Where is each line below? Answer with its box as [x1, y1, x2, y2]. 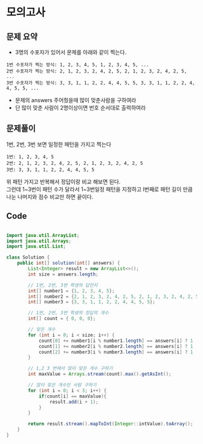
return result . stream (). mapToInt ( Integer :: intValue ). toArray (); [28, 421, 193, 427]
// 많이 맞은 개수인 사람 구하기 [28, 382, 97, 388]
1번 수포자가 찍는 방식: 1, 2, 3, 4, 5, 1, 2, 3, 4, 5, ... [6, 62, 149, 68]
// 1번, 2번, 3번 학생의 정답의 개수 [28, 310, 109, 316]
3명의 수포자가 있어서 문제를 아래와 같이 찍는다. [14, 49, 127, 56]
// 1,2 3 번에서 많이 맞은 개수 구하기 [28, 365, 113, 372]
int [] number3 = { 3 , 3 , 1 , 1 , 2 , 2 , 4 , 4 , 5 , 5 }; [28, 299, 156, 305]
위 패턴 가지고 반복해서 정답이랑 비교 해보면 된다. [6, 178, 121, 185]
